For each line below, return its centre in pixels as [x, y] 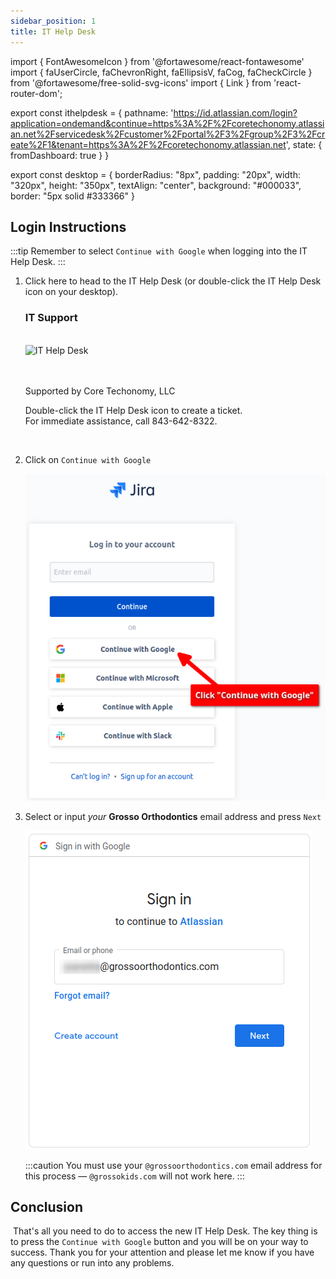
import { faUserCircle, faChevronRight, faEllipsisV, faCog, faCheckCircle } [161, 72]
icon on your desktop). [71, 292]
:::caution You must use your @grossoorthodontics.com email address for [173, 1165]
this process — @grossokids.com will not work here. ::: [134, 1176]
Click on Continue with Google [88, 459]
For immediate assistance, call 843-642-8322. [121, 421]
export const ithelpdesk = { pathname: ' [92, 112]
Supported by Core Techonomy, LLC [100, 391]
